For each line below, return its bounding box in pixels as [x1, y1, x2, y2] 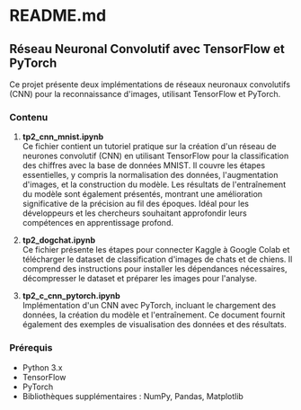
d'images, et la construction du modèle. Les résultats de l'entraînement [22, 179, 286, 190]
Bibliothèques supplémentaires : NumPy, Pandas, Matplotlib [22, 390, 244, 401]
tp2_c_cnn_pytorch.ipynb [22, 290, 121, 301]
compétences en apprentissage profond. [22, 218, 173, 228]
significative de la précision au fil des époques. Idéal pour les [22, 199, 250, 209]
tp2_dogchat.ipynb [22, 235, 96, 245]
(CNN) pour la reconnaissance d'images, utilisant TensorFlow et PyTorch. [9, 89, 281, 99]
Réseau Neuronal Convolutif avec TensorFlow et [9, 41, 285, 57]
